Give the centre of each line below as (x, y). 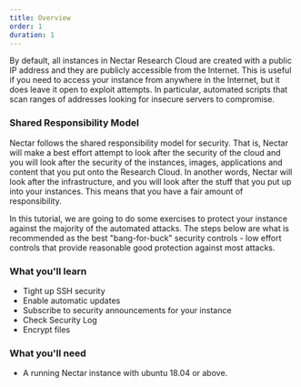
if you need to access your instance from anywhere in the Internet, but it (145, 80)
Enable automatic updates (71, 300)
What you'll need (48, 353)
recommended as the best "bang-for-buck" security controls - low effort (145, 238)
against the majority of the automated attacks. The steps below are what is (149, 228)
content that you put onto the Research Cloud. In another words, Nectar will (151, 172)
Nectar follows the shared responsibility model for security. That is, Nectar (149, 143)
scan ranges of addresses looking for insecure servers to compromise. (142, 99)
